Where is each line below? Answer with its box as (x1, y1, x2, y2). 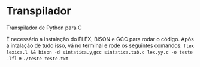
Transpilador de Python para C (6, 24, 82, 31)
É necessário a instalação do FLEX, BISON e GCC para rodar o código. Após (6, 35, 195, 42)
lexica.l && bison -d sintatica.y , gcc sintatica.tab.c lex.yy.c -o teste (6, 48, 193, 55)
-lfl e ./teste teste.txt (6, 54, 69, 62)
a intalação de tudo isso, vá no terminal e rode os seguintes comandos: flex (6, 42, 195, 49)
